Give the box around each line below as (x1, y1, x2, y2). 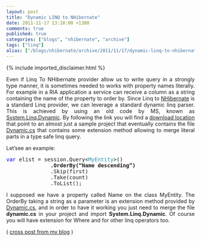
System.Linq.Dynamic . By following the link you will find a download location (6, 114, 196, 121)
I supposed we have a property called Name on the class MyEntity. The (6, 191, 195, 198)
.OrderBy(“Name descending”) (50, 162, 136, 169)
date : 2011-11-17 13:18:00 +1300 (6, 20, 90, 26)
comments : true (6, 25, 44, 32)
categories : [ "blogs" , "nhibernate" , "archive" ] (6, 36, 130, 42)
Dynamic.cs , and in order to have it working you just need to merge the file (6, 204, 195, 211)
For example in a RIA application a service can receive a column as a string (6, 88, 195, 96)
